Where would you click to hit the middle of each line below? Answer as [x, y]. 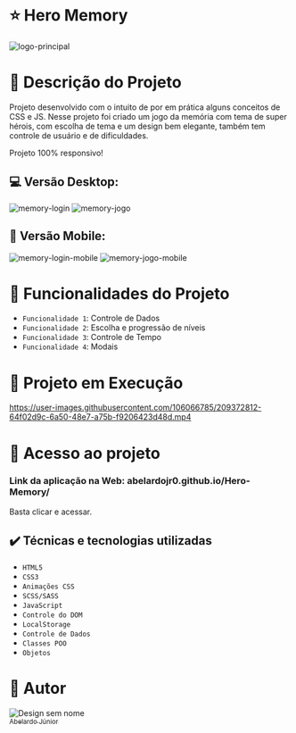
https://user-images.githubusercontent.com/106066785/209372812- [136, 408]
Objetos [36, 653]
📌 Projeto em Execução [96, 383]
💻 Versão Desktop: [64, 182]
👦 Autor [38, 688]
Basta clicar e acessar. [51, 512]
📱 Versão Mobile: [58, 236]
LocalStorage [46, 624]
